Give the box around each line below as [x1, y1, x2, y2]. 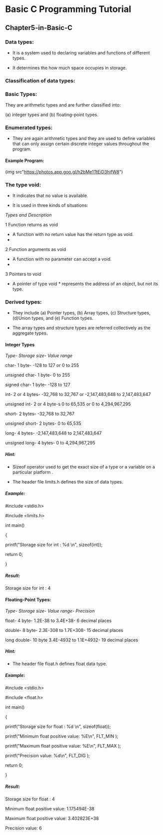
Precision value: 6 [5, 825, 42, 831]
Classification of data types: [5, 77, 76, 84]
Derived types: [5, 298, 42, 305]
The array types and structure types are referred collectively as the [12, 325, 151, 331]
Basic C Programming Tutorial [5, 3, 132, 15]
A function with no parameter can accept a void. [12, 256, 112, 262]
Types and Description [5, 211, 52, 218]
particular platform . [12, 469, 53, 475]
